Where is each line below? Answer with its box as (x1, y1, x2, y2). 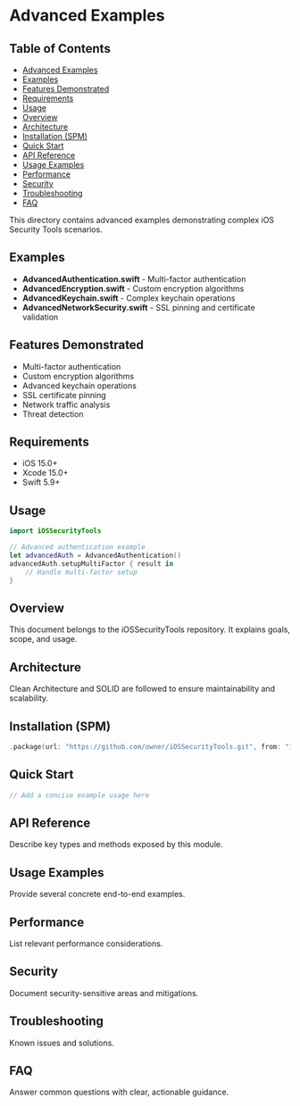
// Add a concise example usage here (9, 791, 150, 800)
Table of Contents (9, 41, 112, 56)
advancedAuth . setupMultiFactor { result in (9, 559, 174, 568)
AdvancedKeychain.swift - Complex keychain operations (21, 292, 236, 304)
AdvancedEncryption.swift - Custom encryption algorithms (21, 283, 245, 294)
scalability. (9, 693, 49, 703)
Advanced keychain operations (21, 380, 137, 391)
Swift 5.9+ (21, 477, 61, 487)
